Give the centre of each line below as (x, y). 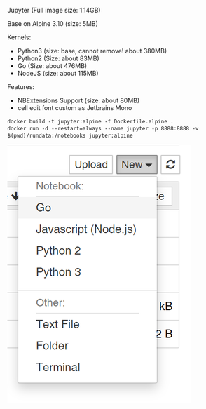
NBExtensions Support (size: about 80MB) (78, 100)
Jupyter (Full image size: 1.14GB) (54, 10)
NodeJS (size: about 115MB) (58, 73)
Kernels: (19, 37)
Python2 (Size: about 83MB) (58, 58)
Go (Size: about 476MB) (52, 66)
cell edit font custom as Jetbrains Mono (75, 108)
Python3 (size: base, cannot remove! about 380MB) (92, 51)
